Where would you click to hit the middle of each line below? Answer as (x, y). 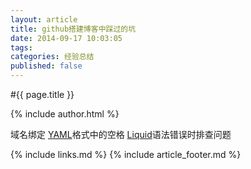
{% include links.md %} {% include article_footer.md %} (126, 154)
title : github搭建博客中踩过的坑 (73, 29)
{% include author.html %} (65, 114)
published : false (46, 66)
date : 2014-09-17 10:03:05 (66, 38)
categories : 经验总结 (52, 57)
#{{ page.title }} (42, 94)
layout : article (44, 19)
